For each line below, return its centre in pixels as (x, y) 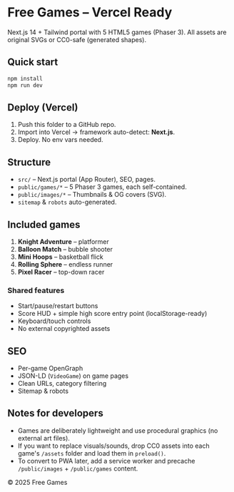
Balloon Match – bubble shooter (65, 249)
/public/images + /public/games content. (78, 468)
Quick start (33, 62)
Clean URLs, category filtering (62, 384)
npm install (25, 78)
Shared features (36, 290)
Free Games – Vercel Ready (90, 12)
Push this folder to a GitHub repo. (67, 125)
